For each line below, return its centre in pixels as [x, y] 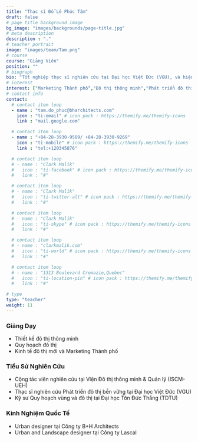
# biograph [19, 72]
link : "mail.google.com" [49, 121]
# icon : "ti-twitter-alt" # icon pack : [65, 197]
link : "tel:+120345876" [47, 148]
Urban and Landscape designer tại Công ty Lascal [76, 432]
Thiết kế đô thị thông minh [46, 339]
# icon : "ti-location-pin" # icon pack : [67, 278]
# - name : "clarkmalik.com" [47, 246]
